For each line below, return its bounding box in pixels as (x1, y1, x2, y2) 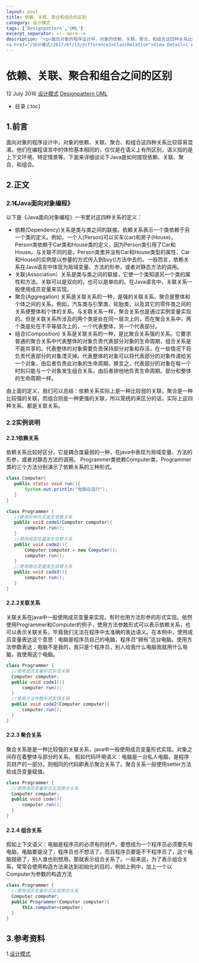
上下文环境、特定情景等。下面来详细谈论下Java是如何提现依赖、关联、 (6, 153, 179, 160)
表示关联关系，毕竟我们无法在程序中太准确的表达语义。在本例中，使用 (16, 629, 188, 636)
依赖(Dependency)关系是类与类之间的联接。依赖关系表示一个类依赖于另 (14, 226, 190, 233)
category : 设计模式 (6, 20, 51, 26)
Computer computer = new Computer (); (24, 547, 118, 553)
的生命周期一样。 (14, 375, 57, 382)
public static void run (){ (14, 481, 81, 487)
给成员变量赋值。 (6, 768, 48, 775)
